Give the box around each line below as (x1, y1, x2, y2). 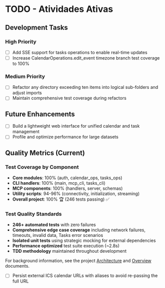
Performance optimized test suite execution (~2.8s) (12, 243, 120, 249)
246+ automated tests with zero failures (12, 222, 96, 228)
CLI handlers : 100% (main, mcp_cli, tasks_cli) (12, 180, 106, 186)
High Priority (5, 38, 37, 45)
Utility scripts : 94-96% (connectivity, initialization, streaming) (12, 191, 140, 197)
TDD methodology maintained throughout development (12, 248, 127, 254)
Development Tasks (5, 23, 68, 32)
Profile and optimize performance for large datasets (12, 134, 119, 140)
